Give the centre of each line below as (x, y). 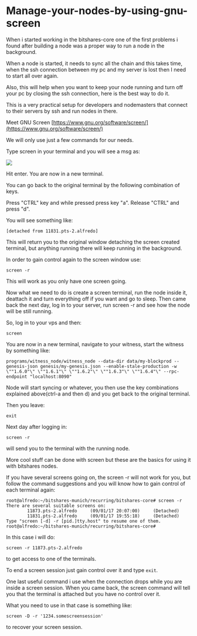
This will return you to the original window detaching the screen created (93, 242)
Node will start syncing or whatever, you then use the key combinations (92, 387)
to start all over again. (32, 76)
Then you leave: (26, 405)
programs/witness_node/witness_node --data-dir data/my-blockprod (89, 361)
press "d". (18, 209)
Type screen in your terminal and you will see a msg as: (73, 151)
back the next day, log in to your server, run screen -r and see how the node (98, 305)
